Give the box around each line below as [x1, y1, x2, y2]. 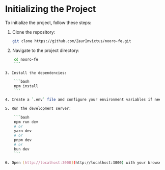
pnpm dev [14, 138, 32, 143]
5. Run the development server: [5, 106, 71, 111]
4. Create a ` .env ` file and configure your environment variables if [5, 97, 153, 102]
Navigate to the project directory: [12, 48, 80, 53]
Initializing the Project [5, 3, 96, 15]
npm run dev [14, 119, 38, 124]
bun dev [14, 146, 29, 151]
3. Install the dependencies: [5, 70, 67, 75]
